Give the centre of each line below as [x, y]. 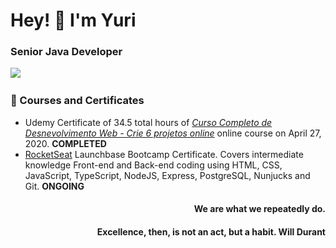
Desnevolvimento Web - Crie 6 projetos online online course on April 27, [173, 133]
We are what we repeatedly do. [259, 209]
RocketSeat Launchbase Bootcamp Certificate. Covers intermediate [164, 154]
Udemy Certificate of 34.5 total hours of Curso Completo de [148, 122]
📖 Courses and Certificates [77, 101]
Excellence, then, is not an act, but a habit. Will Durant [211, 231]
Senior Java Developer [66, 52]
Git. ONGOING [54, 186]
